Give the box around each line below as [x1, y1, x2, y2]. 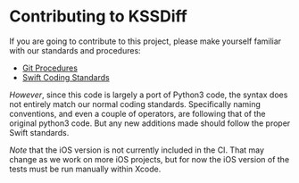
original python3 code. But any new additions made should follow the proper [9, 118, 291, 129]
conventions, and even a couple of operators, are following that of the [9, 108, 266, 119]
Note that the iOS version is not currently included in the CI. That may [9, 145, 265, 155]
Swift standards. [9, 127, 70, 137]
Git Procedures [21, 62, 79, 73]
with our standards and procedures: [9, 45, 141, 55]
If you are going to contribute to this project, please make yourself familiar [9, 36, 282, 46]
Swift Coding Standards [21, 71, 110, 82]
